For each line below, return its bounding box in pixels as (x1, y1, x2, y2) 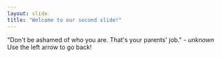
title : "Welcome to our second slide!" (7, 17, 122, 23)
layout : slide (7, 10, 48, 17)
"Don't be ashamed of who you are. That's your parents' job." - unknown (7, 35, 215, 43)
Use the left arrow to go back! (7, 43, 92, 51)
